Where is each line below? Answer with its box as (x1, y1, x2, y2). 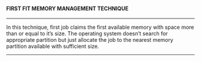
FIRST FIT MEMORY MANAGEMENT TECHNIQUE (6, 5, 129, 12)
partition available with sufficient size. (6, 42, 99, 50)
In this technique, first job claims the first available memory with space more (6, 24, 194, 31)
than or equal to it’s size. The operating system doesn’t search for (6, 30, 168, 37)
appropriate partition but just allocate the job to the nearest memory (6, 36, 173, 44)
